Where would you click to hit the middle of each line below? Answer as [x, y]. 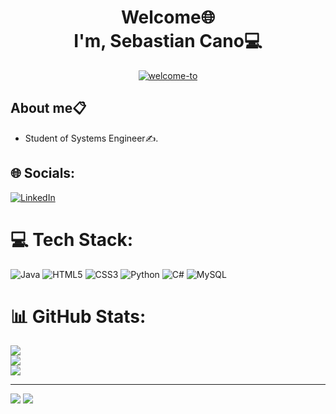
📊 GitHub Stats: [78, 316]
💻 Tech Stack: [72, 239]
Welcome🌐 [168, 17]
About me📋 [48, 108]
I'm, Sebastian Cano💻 [168, 41]
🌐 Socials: [43, 173]
